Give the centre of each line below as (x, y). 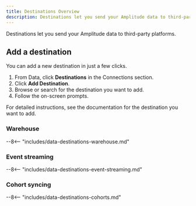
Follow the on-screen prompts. (51, 96)
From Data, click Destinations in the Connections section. (84, 77)
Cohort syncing (29, 184)
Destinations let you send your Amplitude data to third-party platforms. (91, 33)
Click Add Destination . (42, 84)
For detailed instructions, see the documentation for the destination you (92, 107)
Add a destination (39, 52)
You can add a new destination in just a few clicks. (66, 66)
